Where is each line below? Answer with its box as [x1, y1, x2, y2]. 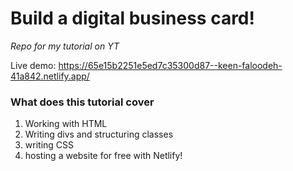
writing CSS [24, 139, 75, 151]
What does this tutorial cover [10, 95, 155, 109]
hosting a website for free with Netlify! [24, 150, 183, 162]
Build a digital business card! [10, 7, 255, 30]
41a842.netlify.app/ [10, 70, 90, 82]
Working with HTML [24, 118, 108, 130]
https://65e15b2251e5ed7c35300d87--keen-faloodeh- [58, 59, 283, 71]
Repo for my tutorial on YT [10, 40, 120, 52]
